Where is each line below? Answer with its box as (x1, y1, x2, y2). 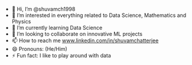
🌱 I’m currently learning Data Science (11, 24, 103, 31)
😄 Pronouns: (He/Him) (11, 46, 68, 52)
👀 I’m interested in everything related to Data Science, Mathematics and (11, 12, 187, 19)
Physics (11, 18, 31, 25)
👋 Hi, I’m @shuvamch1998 (11, 6, 76, 12)
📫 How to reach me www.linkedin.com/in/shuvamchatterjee (11, 37, 159, 44)
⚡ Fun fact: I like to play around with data (11, 52, 111, 59)
